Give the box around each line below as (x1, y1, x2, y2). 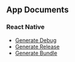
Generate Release (15, 43, 60, 50)
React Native (6, 23, 45, 31)
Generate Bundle (15, 49, 57, 57)
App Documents (6, 5, 69, 15)
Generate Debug (15, 36, 57, 44)
